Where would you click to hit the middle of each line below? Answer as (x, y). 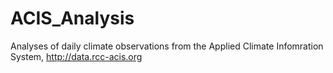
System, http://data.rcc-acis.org (76, 56)
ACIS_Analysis (72, 18)
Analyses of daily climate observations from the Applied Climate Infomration (167, 46)
